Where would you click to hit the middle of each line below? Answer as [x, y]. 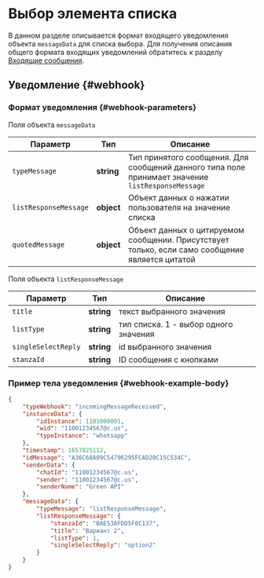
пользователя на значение [179, 207]
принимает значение [169, 177]
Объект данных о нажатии [179, 197]
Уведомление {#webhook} [77, 85]
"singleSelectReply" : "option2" [103, 545]
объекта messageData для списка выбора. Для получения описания [120, 43]
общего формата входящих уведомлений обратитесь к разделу [115, 52]
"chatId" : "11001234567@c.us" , [88, 472]
